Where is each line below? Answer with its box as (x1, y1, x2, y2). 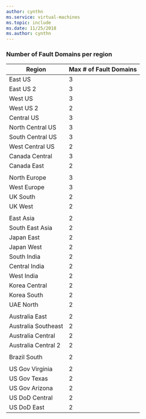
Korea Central (9, 281, 47, 290)
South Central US (9, 133, 57, 141)
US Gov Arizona (9, 384, 53, 392)
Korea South (9, 291, 44, 299)
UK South (9, 193, 35, 201)
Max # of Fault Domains (68, 66, 137, 74)
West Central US (9, 142, 55, 151)
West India (9, 272, 38, 280)
